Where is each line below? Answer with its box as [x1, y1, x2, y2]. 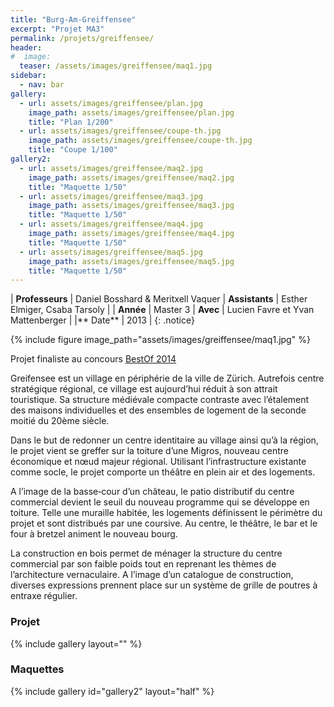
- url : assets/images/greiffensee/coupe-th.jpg [19, 126, 222, 136]
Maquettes [10, 662, 65, 676]
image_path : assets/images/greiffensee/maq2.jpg [28, 172, 235, 183]
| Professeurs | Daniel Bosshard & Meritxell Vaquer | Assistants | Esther [10, 293, 308, 305]
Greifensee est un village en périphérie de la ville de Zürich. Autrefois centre [10, 372, 325, 385]
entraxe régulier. [10, 590, 78, 602]
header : [10, 42, 43, 53]
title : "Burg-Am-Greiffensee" [10, 14, 137, 25]
